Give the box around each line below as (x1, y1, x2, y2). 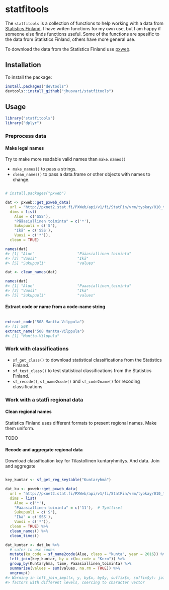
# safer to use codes (10, 547, 55, 552)
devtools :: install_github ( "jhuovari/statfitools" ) (5, 88, 114, 94)
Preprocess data (5, 132, 47, 139)
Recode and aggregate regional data (5, 446, 83, 452)
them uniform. (5, 425, 35, 431)
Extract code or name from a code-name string (5, 304, 106, 310)
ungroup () (10, 570, 30, 575)
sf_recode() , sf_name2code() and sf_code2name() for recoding (12, 378, 140, 384)
